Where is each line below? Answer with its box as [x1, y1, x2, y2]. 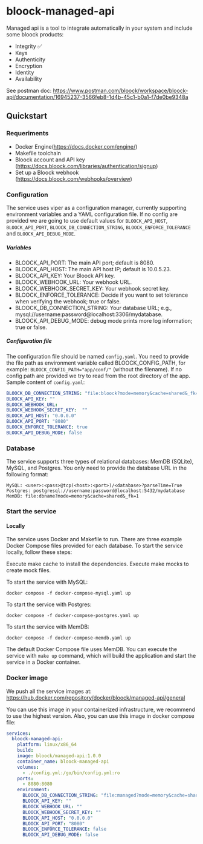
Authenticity [14, 56, 46, 63]
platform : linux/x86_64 [17, 741, 77, 748]
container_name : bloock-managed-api [17, 758, 110, 765]
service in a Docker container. [6, 658, 81, 666]
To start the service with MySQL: [6, 578, 88, 586]
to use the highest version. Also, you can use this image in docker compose [6, 712, 195, 720]
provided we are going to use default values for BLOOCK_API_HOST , [6, 217, 168, 224]
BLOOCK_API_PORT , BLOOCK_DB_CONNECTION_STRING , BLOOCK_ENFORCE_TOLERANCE [6, 223, 192, 231]
